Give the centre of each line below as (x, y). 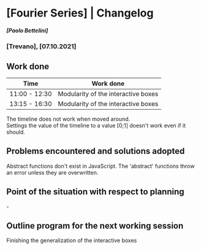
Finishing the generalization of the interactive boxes (72, 241)
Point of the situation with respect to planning (96, 192)
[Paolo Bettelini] (27, 30)
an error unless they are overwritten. (52, 172)
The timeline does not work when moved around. (68, 119)
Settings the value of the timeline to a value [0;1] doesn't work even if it (96, 125)
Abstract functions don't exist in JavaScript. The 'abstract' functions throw (100, 166)
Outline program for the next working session (95, 226)
